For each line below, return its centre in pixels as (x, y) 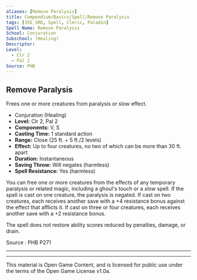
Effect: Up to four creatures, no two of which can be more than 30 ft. (98, 146)
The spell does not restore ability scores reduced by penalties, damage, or (96, 225)
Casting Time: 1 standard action (53, 134)
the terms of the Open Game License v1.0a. (58, 271)
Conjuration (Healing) (40, 115)
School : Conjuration (31, 33)
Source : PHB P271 (29, 243)
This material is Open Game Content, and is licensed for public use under (94, 265)
